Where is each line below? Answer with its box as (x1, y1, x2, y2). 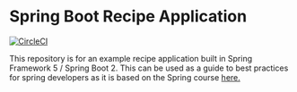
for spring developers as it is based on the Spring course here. (9, 71, 240, 82)
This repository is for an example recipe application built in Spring (9, 53, 253, 63)
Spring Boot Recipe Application (9, 6, 248, 27)
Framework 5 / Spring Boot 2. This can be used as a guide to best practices (9, 63, 289, 73)
